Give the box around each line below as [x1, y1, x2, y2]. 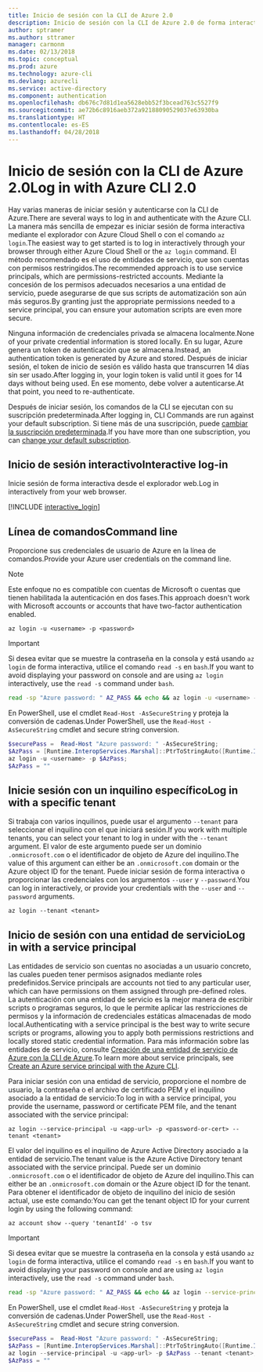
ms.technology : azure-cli [8, 70, 92, 78]
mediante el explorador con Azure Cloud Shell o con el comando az [8, 229, 225, 239]
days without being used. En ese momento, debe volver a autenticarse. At [8, 378, 244, 388]
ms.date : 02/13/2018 [8, 48, 76, 56]
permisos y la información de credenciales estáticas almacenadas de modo [8, 1012, 252, 1021]
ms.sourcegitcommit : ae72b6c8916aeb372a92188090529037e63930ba [8, 107, 219, 115]
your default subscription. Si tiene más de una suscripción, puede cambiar [8, 418, 248, 428]
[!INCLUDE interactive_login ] [8, 502, 100, 512]
